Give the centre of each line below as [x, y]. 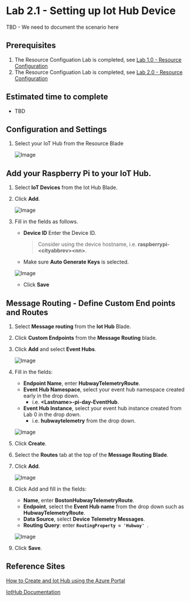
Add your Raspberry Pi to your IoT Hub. [79, 173]
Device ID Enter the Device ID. [60, 233]
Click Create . [30, 443]
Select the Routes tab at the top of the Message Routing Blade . [91, 455]
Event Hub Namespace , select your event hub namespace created [104, 389]
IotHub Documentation [33, 592]
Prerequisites [31, 45]
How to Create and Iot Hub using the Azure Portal [66, 580]
